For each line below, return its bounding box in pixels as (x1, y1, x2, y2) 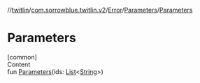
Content (7, 60, 31, 68)
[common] (7, 53, 37, 61)
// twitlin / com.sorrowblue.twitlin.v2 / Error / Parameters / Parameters (7, 6, 193, 14)
